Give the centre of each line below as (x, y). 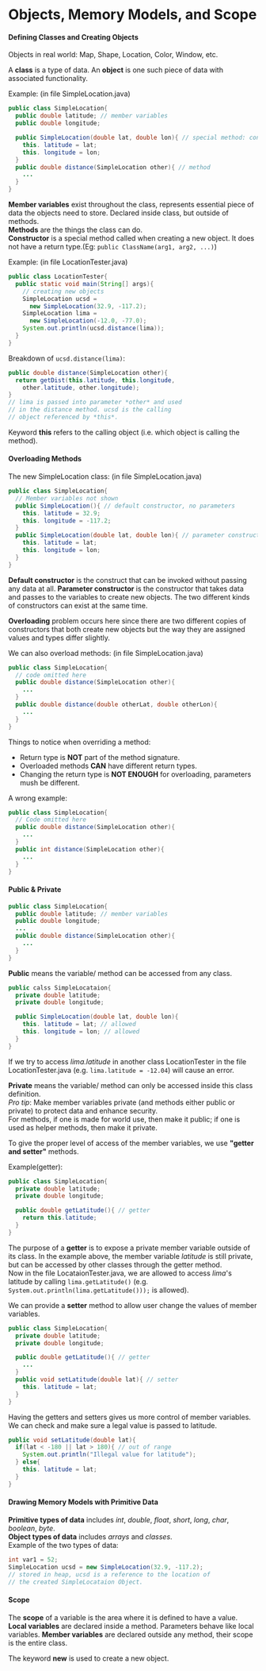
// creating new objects (63, 291)
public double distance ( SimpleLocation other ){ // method (113, 167)
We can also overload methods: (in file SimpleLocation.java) (106, 653)
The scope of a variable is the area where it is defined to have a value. (123, 1617)
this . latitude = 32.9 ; (62, 513)
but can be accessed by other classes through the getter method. (115, 1264)
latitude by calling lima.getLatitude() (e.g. (78, 1281)
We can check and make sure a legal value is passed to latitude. (113, 1425)
